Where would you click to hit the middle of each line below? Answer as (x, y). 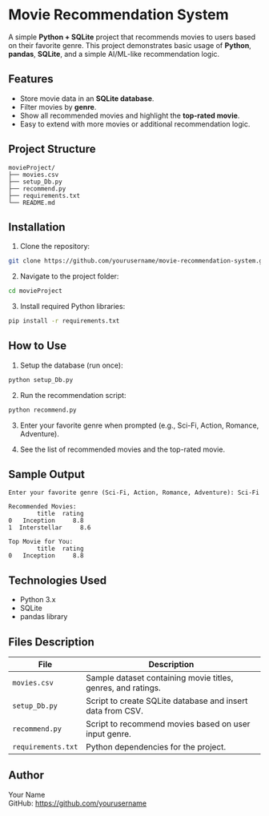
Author (26, 776)
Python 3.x (38, 600)
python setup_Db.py (41, 380)
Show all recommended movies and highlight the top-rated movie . (130, 115)
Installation (37, 227)
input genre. (108, 734)
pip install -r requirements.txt (64, 321)
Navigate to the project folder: (69, 276)
